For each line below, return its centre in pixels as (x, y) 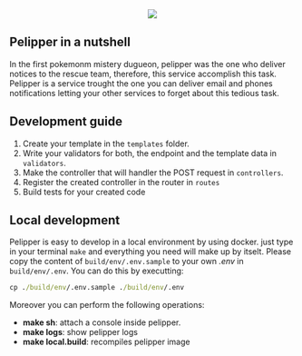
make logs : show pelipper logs (80, 332)
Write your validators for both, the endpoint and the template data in (149, 153)
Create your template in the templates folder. (106, 143)
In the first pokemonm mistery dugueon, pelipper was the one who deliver (147, 64)
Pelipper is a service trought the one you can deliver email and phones (141, 83)
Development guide (66, 122)
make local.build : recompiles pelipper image (106, 342)
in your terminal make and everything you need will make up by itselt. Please (151, 252)
